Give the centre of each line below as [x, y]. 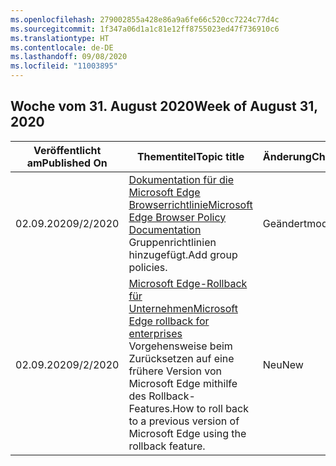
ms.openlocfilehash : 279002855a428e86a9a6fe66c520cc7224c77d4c [145, 19]
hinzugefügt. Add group [183, 254]
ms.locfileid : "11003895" [64, 66]
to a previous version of [184, 421]
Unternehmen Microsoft [183, 308]
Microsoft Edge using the [187, 433]
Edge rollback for [169, 321]
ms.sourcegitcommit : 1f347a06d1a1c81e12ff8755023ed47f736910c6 [145, 29]
